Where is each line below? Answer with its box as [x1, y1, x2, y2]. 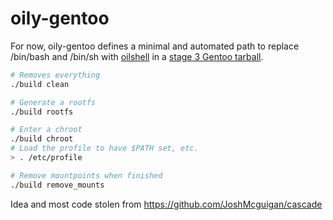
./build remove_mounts [10, 180, 105, 190]
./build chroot [10, 134, 74, 144]
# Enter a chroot [10, 125, 83, 135]
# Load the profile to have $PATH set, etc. [10, 143, 199, 154]
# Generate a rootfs [10, 97, 97, 107]
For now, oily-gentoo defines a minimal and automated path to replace [10, 40, 300, 52]
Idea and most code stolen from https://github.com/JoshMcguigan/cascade [10, 198, 323, 210]
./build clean [10, 79, 70, 89]
